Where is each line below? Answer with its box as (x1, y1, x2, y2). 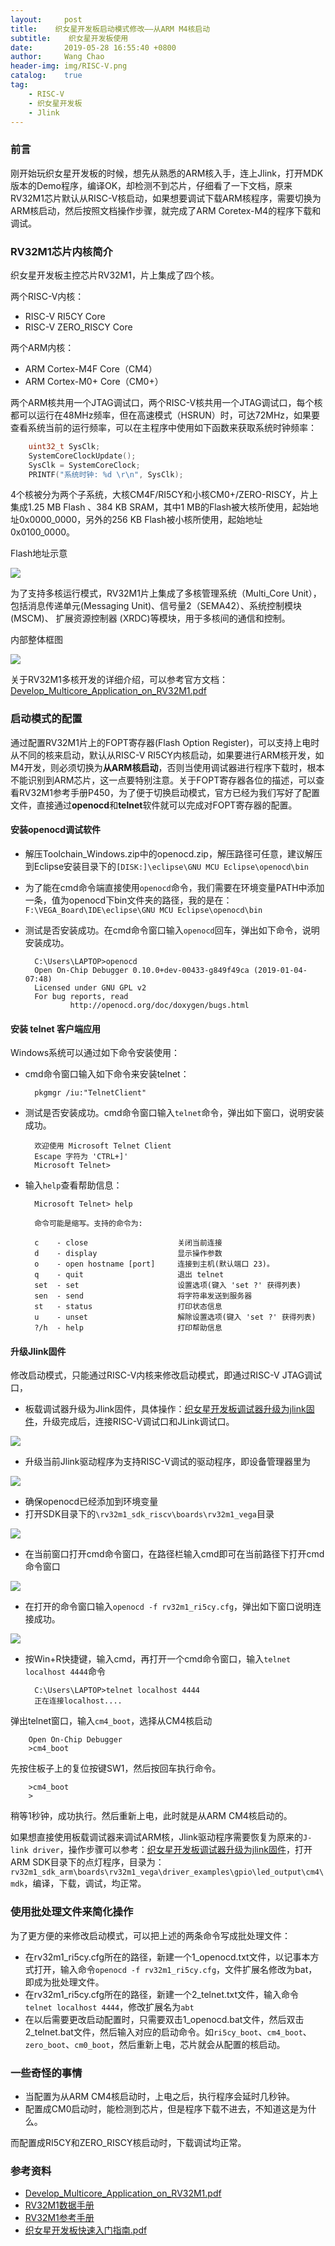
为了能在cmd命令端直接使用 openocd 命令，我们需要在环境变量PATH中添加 (24, 881, 325, 893)
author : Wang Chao (10, 52, 105, 62)
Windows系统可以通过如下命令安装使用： (10, 1047, 181, 1059)
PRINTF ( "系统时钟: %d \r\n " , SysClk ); (28, 469, 184, 480)
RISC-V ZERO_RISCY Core (24, 321, 133, 333)
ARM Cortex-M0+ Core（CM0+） (24, 375, 164, 387)
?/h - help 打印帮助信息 (34, 1323, 223, 1333)
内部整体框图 (10, 634, 63, 646)
